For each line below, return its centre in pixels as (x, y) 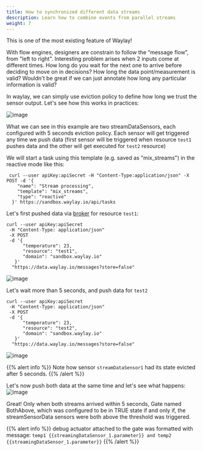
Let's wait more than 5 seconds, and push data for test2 (77, 291)
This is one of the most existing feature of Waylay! (69, 41)
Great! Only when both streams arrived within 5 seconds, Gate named (94, 404)
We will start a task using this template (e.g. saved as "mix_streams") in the (101, 158)
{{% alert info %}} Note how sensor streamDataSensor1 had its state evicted (101, 368)
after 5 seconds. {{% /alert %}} (45, 374)
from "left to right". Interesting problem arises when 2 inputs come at (93, 59)
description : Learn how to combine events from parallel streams (91, 18)
